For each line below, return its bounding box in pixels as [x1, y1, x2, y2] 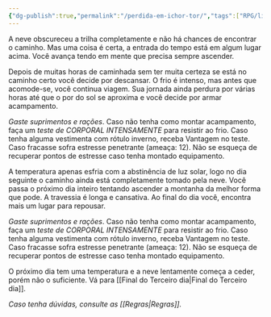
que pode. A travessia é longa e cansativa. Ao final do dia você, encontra [8, 192, 252, 202]
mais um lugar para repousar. [8, 201, 106, 211]
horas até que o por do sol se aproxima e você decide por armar [8, 92, 223, 102]
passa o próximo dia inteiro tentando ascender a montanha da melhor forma [8, 183, 261, 194]
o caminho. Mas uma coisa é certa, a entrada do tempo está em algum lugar [8, 42, 262, 52]
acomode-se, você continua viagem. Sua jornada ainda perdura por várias [8, 84, 256, 94]
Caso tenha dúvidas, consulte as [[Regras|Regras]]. [8, 299, 182, 309]
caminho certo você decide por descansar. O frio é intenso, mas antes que [8, 75, 256, 85]
